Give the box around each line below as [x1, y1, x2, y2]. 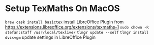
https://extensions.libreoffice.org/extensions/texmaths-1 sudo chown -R [5, 24, 149, 30]
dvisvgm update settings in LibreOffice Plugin [5, 34, 96, 40]
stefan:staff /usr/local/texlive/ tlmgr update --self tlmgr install [5, 30, 149, 35]
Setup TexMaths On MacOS [5, 3, 120, 14]
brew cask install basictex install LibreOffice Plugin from [5, 19, 124, 25]
